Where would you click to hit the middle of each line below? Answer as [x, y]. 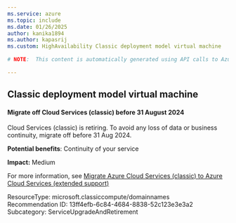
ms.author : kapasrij [38, 40]
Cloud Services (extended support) [58, 184]
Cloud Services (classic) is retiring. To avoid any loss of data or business [112, 128]
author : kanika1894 [36, 33]
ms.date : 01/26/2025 [38, 27]
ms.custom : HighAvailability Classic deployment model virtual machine [114, 46]
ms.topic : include [34, 20]
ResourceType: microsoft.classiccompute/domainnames [88, 197]
